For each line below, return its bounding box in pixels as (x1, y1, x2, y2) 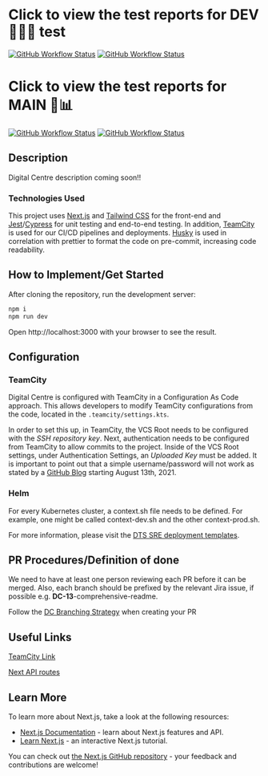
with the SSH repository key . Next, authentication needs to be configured (8, 433, 250, 443)
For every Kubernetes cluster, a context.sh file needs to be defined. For (8, 506, 243, 515)
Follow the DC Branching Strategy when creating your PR (8, 607, 197, 617)
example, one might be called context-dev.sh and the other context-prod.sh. (8, 514, 260, 524)
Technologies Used (8, 193, 86, 204)
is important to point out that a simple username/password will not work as (8, 459, 254, 469)
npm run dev (8, 312, 48, 320)
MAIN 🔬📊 (8, 96, 74, 114)
